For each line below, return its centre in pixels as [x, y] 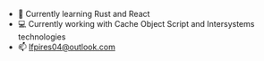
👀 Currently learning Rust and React [84, 14]
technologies [42, 37]
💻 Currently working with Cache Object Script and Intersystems [136, 24]
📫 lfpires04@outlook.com [67, 47]
